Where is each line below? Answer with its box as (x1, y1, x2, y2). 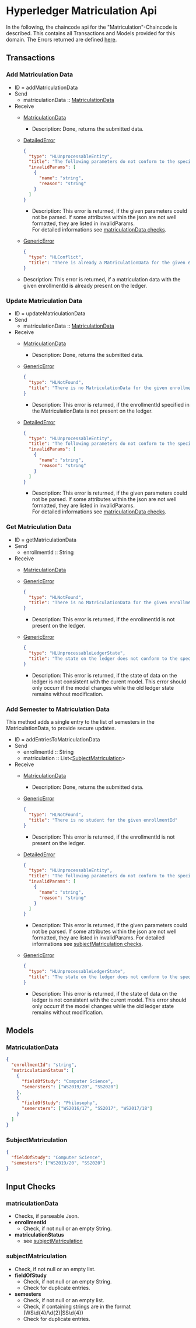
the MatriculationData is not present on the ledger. (32, 407, 153, 414)
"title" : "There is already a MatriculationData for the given (28, 260, 185, 266)
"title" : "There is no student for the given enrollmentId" (28, 817, 178, 823)
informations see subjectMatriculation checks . (32, 941, 143, 948)
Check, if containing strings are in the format (23, 1303, 131, 1310)
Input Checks (6, 1182, 56, 1192)
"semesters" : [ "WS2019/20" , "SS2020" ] (11, 1160, 106, 1166)
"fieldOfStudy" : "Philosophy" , (21, 1100, 98, 1106)
